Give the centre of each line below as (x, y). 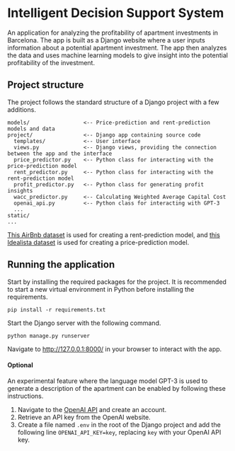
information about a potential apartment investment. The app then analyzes (117, 47)
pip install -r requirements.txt (57, 309)
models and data (31, 129)
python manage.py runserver (49, 336)
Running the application (61, 264)
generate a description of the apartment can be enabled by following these (117, 388)
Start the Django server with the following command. (84, 323)
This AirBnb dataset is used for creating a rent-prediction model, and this (114, 234)
